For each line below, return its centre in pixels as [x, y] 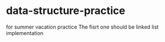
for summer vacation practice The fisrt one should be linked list [82, 27]
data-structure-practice [66, 11]
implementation [25, 33]
